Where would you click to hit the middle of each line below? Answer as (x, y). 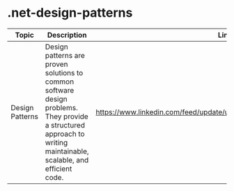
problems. (61, 107)
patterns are (65, 55)
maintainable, (67, 151)
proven (56, 64)
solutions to (64, 72)
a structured (65, 125)
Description (67, 35)
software (60, 90)
